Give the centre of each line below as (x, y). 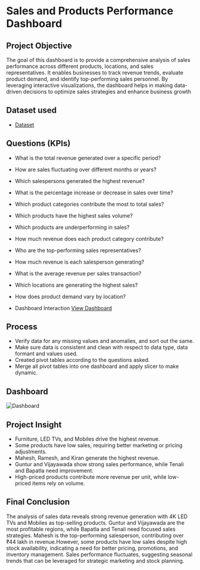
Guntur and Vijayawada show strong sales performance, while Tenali (99, 464)
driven (14, 92)
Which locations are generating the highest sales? (76, 285)
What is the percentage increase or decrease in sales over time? (94, 193)
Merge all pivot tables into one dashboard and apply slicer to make (97, 366)
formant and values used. (46, 354)
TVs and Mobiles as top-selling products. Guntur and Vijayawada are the (96, 522)
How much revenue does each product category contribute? (89, 238)
